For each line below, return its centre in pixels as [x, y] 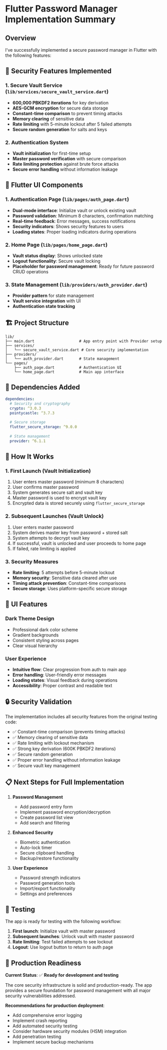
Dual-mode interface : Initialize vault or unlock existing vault [74, 210]
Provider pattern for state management [53, 296]
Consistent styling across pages [45, 640]
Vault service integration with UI [46, 301]
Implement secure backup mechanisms [53, 1042]
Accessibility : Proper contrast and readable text [62, 685]
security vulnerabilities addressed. [41, 996]
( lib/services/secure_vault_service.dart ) [57, 92]
